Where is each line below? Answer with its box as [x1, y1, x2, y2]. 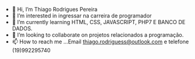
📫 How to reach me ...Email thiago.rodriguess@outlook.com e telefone [11, 38, 189, 45]
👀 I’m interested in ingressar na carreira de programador [11, 12, 152, 19]
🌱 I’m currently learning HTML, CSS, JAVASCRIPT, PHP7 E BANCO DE [11, 19, 186, 25]
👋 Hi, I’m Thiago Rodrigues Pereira [11, 6, 98, 13]
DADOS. [11, 25, 33, 32]
